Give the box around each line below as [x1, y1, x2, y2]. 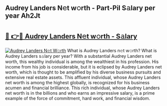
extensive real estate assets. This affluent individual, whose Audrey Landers [5, 74, 161, 80]
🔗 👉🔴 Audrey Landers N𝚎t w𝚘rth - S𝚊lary [5, 32, 138, 40]
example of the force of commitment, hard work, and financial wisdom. [5, 96, 151, 101]
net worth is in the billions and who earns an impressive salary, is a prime [5, 90, 155, 96]
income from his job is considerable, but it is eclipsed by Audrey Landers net [5, 64, 162, 70]
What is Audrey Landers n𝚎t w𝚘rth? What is [67, 48, 157, 53]
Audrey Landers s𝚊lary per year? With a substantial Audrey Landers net [5, 53, 152, 59]
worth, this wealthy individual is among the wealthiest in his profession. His [5, 59, 159, 65]
